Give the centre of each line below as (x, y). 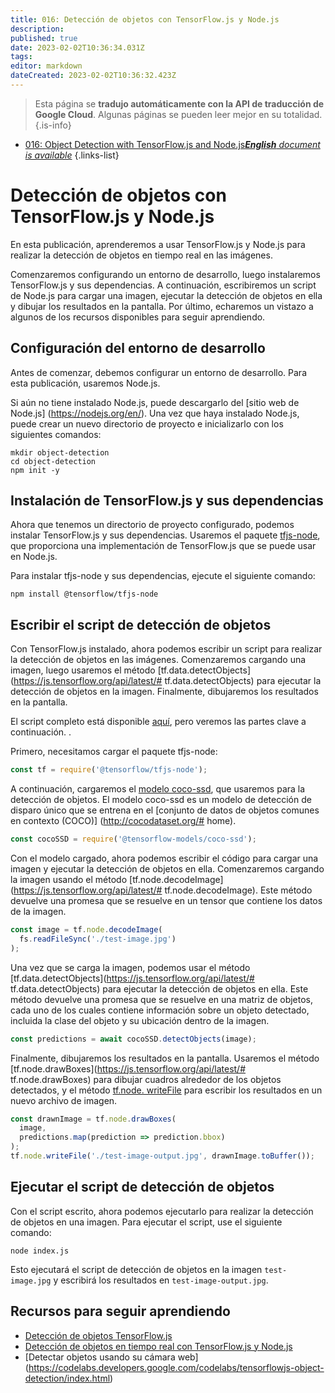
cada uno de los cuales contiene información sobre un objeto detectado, (160, 1010)
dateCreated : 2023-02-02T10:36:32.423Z (93, 76)
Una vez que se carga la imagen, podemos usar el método (130, 967)
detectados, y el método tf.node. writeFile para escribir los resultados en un (166, 1090)
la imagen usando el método (69, 879)
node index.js (40, 1251)
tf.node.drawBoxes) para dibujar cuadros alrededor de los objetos (146, 1079)
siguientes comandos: (56, 434)
